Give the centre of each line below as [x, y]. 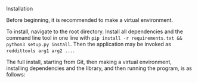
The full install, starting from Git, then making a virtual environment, [89, 62]
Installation [20, 9]
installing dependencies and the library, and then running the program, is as [99, 68]
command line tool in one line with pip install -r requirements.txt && [94, 38]
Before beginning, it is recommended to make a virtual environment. [89, 20]
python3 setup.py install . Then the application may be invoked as [89, 44]
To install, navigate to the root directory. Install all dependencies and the [95, 31]
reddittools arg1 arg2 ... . [41, 50]
